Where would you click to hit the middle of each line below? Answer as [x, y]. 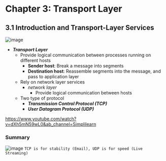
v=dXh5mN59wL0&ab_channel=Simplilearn [51, 124]
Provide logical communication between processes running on [86, 55]
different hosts [36, 60]
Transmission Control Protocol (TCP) [68, 104]
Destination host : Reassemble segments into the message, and [94, 71]
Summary [18, 137]
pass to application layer [53, 76]
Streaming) [17, 153]
